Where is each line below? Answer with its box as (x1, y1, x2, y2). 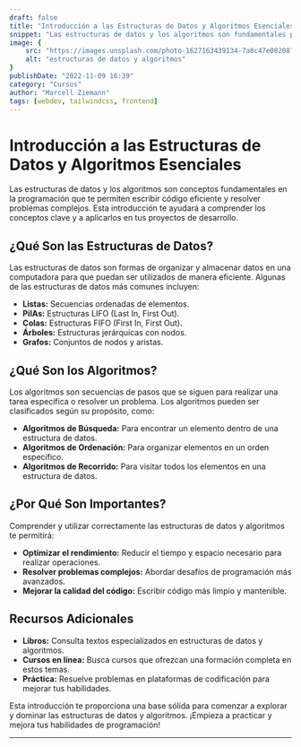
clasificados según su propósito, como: (9, 405, 155, 416)
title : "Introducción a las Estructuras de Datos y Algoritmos (9, 22, 251, 30)
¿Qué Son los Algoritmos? (9, 362, 158, 378)
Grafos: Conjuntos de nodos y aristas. (21, 337, 164, 348)
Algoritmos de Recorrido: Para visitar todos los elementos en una (21, 461, 266, 472)
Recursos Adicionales (9, 612, 134, 627)
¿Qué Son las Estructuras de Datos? (9, 239, 214, 254)
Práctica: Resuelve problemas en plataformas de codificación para (21, 673, 271, 684)
